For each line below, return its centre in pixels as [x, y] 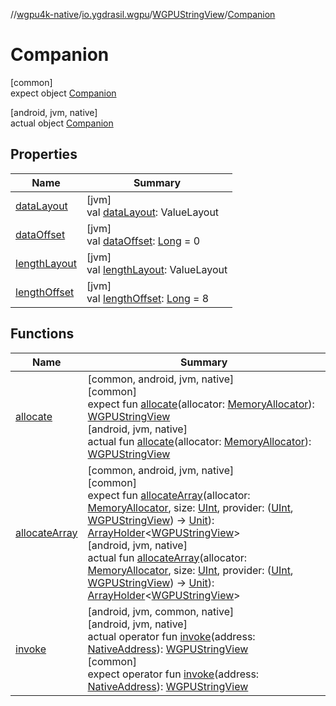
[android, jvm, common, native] [161, 611]
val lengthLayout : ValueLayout [157, 269]
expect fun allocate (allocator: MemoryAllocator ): [201, 404]
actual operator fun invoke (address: [171, 636]
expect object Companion [63, 93]
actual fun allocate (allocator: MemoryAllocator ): [199, 441]
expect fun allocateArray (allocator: [169, 495]
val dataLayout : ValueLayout [153, 212]
